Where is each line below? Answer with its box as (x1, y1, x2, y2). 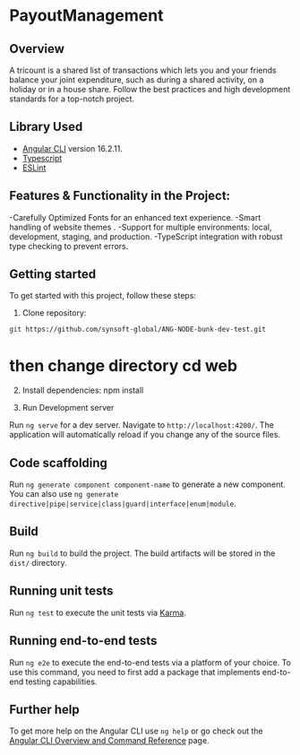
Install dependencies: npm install (21, 385, 144, 395)
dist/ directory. (9, 557, 67, 568)
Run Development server (21, 403, 115, 413)
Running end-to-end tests (9, 633, 158, 648)
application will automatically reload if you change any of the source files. (9, 430, 280, 440)
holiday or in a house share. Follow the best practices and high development (9, 84, 291, 94)
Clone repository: (21, 308, 87, 318)
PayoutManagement (9, 5, 164, 26)
